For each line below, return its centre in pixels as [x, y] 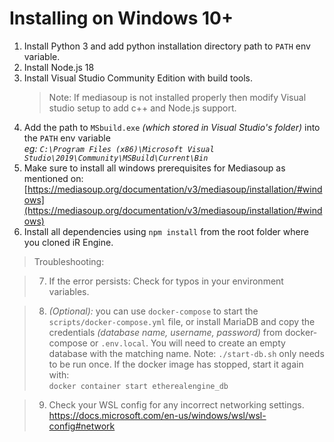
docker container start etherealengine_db [138, 386]
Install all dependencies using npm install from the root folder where [166, 231]
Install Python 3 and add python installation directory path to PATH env [167, 46]
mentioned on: [53, 178]
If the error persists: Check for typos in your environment [166, 281]
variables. [69, 291]
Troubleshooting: [69, 261]
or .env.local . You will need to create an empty [187, 343]
